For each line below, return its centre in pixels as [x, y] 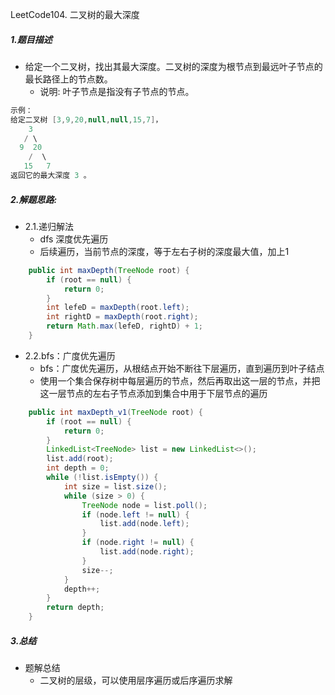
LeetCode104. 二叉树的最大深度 [75, 14]
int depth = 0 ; [78, 468]
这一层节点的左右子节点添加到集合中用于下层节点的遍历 [153, 393]
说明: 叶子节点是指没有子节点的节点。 [117, 91]
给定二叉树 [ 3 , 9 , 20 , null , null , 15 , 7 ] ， [86, 119]
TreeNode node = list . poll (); [144, 505]
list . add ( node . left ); [144, 524]
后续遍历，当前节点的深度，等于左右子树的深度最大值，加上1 [164, 251]
